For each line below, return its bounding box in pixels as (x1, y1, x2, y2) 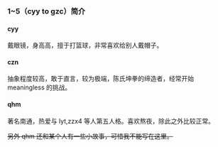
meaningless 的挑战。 (7, 83, 72, 92)
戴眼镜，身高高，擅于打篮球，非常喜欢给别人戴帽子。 (7, 41, 163, 50)
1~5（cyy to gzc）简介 (7, 6, 86, 16)
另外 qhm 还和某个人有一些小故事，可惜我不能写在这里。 (7, 131, 173, 140)
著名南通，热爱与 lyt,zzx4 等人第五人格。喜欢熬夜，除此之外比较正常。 (7, 116, 215, 125)
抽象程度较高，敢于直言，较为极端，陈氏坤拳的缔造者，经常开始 (7, 75, 194, 83)
